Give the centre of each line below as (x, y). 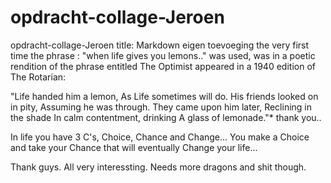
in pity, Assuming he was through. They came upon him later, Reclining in (161, 107)
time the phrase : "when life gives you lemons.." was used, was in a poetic (163, 55)
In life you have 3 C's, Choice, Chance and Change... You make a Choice (160, 137)
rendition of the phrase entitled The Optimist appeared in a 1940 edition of (163, 66)
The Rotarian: (38, 77)
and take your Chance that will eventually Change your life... (134, 147)
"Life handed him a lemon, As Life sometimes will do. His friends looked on (164, 96)
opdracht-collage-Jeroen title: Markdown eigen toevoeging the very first (160, 45)
